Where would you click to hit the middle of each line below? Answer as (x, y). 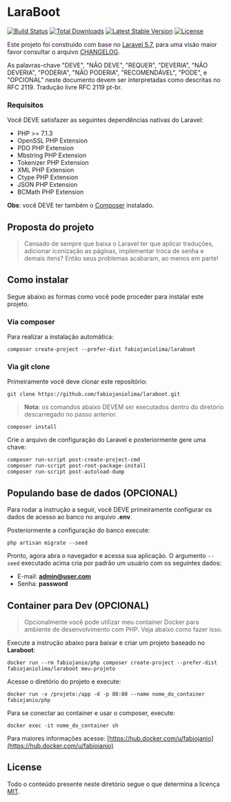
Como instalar (38, 280)
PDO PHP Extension (46, 148)
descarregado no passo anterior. (70, 414)
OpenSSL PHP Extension (52, 141)
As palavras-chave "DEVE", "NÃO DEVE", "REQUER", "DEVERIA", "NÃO (108, 65)
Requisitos (25, 105)
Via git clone (29, 367)
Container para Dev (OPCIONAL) (78, 605)
